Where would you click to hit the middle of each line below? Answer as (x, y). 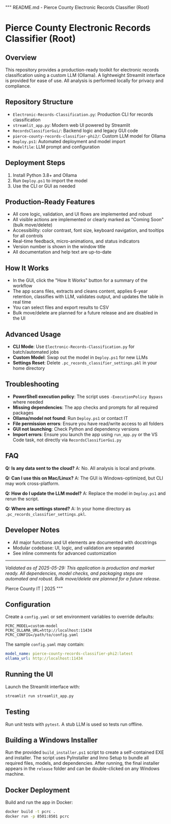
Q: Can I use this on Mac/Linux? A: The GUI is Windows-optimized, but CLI (84, 478)
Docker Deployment (38, 790)
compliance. (18, 86)
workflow (22, 286)
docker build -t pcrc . (31, 812)
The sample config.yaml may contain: (45, 645)
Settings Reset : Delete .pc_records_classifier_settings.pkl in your (85, 363)
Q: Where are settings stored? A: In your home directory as (68, 509)
